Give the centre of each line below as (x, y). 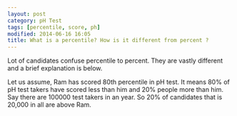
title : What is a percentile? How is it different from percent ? (108, 41)
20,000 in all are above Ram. (49, 105)
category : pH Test (35, 21)
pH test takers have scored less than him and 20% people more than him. (115, 90)
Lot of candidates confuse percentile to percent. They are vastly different (115, 60)
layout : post (27, 14)
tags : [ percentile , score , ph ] (54, 27)
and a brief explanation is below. (55, 68)
